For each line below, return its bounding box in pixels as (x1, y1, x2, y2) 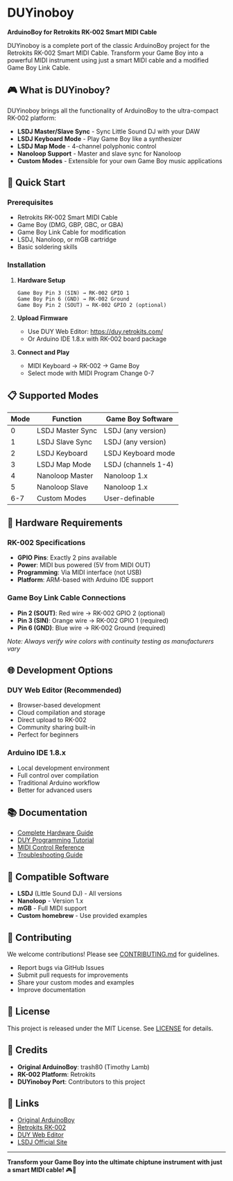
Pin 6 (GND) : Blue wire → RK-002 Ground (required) (17, 623, 166, 632)
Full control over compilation (17, 771, 99, 779)
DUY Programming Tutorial (17, 836, 94, 844)
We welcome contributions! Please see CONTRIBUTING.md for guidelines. (7, 950, 220, 958)
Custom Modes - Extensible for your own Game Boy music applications (17, 156, 223, 165)
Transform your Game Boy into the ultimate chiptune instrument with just (7, 1158, 223, 1166)
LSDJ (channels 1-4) (103, 460, 174, 469)
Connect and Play (17, 348, 70, 356)
